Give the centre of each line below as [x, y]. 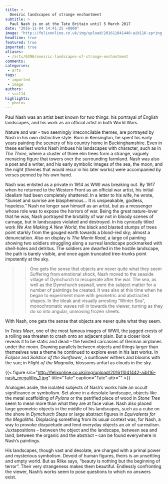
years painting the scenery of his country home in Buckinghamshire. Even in [84, 143]
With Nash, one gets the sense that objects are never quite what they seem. [83, 321]
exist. [11, 477]
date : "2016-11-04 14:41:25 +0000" [42, 29]
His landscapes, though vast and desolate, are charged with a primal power [83, 450]
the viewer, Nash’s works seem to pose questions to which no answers [78, 472]
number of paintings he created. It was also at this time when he [96, 290]
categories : [17, 66]
